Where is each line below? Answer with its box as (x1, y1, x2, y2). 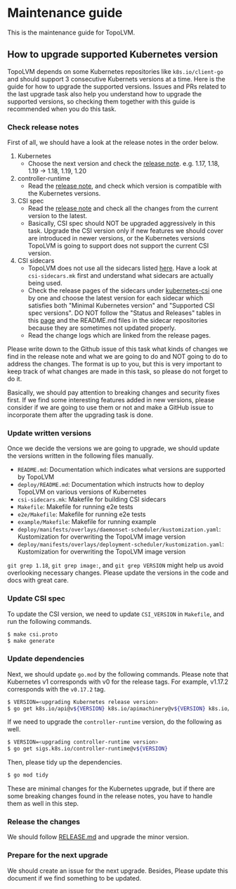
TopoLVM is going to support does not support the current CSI (27, 241, 209, 250)
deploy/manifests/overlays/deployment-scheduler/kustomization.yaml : (17, 540, 225, 549)
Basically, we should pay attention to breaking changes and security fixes (7, 388, 220, 397)
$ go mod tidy (7, 772, 49, 779)
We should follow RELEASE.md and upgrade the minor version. (7, 833, 190, 841)
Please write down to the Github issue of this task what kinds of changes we (7, 345, 228, 353)
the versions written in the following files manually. (7, 452, 154, 460)
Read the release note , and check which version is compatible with (27, 181, 222, 191)
